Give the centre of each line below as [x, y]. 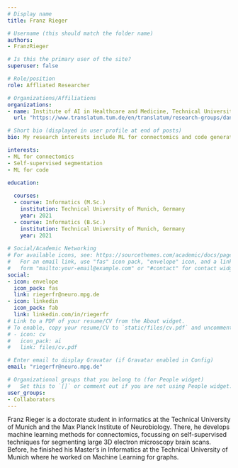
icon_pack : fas [36, 288]
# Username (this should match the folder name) [80, 33]
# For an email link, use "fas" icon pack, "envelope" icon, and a [112, 262]
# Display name [30, 14]
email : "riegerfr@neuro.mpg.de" [55, 367]
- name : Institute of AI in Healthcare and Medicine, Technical [104, 111]
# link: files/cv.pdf [42, 347]
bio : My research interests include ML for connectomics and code [107, 138]
